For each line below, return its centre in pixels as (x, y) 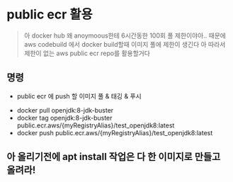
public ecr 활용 (50, 15)
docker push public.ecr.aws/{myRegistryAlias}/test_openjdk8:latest (115, 132)
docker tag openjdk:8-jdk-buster (64, 118)
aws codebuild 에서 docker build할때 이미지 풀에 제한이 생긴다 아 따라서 (125, 44)
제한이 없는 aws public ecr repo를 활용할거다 (87, 53)
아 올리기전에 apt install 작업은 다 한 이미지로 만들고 (114, 157)
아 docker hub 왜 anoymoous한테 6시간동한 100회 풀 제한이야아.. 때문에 (125, 35)
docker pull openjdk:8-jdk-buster (65, 110)
